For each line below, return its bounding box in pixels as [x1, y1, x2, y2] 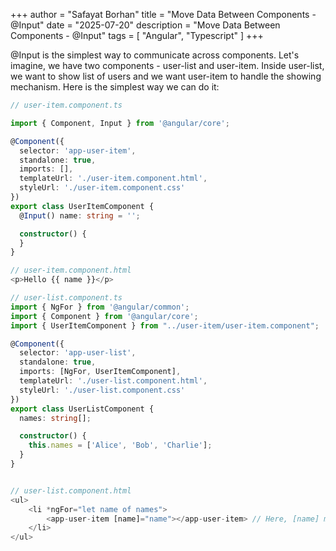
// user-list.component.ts [10, 293, 123, 303]
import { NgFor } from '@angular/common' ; [10, 302, 190, 312]
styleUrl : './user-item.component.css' [19, 183, 186, 193]
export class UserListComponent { [10, 404, 155, 414]
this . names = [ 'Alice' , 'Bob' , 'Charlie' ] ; [28, 440, 213, 451]
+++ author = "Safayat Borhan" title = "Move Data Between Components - [10, 9, 317, 20]
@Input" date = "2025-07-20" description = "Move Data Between [10, 19, 281, 31]
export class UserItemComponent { [10, 201, 155, 211]
